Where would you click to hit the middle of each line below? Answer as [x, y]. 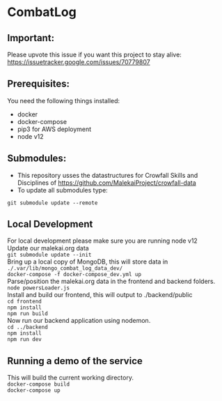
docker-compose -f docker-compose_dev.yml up [74, 275]
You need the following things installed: [64, 100]
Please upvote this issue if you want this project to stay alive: [95, 54]
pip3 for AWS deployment [54, 129]
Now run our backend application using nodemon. [79, 321]
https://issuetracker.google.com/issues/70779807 [79, 62]
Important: [31, 38]
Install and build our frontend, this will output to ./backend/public [100, 295]
